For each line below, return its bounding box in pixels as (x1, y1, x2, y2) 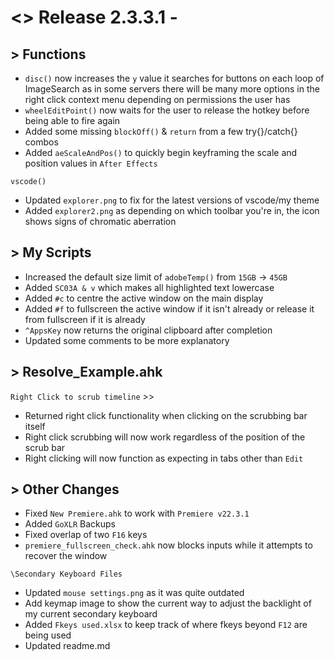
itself (24, 420, 46, 432)
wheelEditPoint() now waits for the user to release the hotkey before (24, 104, 310, 116)
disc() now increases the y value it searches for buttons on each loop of (24, 72, 325, 84)
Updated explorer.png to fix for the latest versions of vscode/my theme (24, 194, 320, 206)
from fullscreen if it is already (24, 313, 146, 325)
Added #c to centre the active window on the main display (24, 292, 264, 304)
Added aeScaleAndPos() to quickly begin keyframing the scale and (24, 147, 298, 158)
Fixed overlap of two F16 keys (24, 529, 148, 541)
